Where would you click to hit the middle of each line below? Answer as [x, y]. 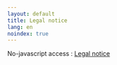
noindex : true [28, 34]
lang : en [20, 27]
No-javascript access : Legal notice [59, 54]
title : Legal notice [38, 20]
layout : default [31, 14]
